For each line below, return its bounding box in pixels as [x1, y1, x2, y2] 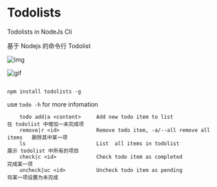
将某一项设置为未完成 [7, 174, 58, 181]
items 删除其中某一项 [7, 134, 68, 141]
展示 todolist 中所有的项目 [7, 147, 79, 154]
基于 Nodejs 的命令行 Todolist [7, 41, 91, 49]
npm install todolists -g [7, 88, 81, 95]
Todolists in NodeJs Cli [7, 27, 72, 36]
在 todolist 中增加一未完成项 [7, 120, 84, 128]
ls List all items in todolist [19, 140, 180, 147]
